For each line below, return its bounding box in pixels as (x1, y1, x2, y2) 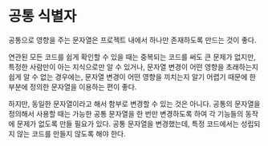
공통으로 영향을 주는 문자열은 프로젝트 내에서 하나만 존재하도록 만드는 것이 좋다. (8, 35, 257, 45)
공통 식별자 (8, 7, 77, 26)
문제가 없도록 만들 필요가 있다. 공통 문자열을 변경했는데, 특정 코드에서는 (16, 119, 239, 128)
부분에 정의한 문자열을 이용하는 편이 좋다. (8, 81, 137, 92)
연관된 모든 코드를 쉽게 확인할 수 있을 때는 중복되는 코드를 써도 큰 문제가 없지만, (8, 52, 257, 61)
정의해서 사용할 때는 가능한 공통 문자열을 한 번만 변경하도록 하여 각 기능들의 (8, 109, 244, 118)
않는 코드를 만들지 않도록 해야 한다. (16, 128, 126, 138)
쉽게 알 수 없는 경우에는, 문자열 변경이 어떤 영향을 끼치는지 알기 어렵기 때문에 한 (8, 72, 257, 81)
